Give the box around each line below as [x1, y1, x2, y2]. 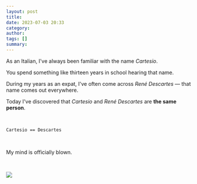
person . [6, 104, 26, 111]
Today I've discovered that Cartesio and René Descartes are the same [6, 98, 177, 105]
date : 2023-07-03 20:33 [6, 19, 65, 25]
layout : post [6, 8, 38, 15]
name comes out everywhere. [6, 86, 78, 93]
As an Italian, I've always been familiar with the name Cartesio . [6, 57, 158, 65]
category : [6, 25, 31, 31]
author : [6, 31, 25, 36]
